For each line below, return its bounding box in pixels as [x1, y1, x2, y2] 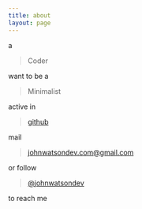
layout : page [8, 19, 51, 27]
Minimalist [27, 86, 62, 95]
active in [8, 102, 36, 111]
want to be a [8, 71, 49, 80]
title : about [8, 11, 51, 20]
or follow [8, 162, 37, 172]
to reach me [8, 193, 47, 203]
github [27, 117, 49, 126]
